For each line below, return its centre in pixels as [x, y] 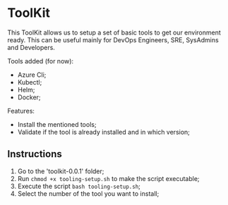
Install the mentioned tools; [57, 124]
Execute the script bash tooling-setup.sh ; [79, 186]
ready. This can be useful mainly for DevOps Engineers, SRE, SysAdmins [113, 39]
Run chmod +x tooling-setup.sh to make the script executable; [108, 178]
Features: [21, 111]
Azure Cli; [32, 75]
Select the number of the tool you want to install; [88, 193]
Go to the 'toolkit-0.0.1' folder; [61, 171]
